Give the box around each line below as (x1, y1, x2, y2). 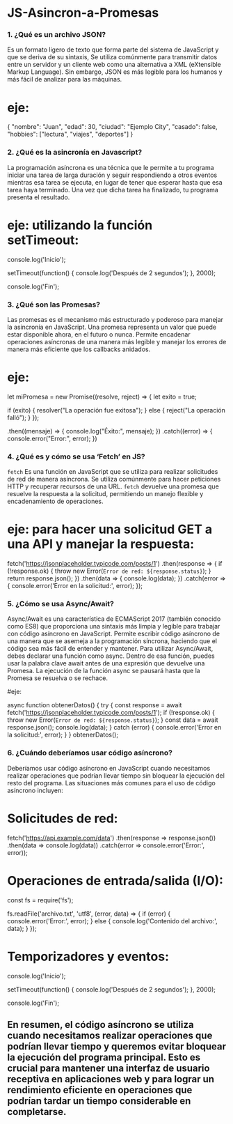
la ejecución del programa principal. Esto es (7, 1051, 201, 1063)
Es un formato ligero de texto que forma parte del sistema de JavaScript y (7, 45, 219, 54)
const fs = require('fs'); (7, 895, 74, 904)
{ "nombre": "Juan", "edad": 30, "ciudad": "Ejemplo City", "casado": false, (7, 123, 218, 131)
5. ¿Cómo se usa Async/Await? (7, 599, 115, 609)
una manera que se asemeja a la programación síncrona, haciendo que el (7, 637, 218, 645)
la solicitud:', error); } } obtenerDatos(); (7, 730, 119, 739)
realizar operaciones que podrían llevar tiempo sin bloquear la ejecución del (7, 771, 225, 780)
